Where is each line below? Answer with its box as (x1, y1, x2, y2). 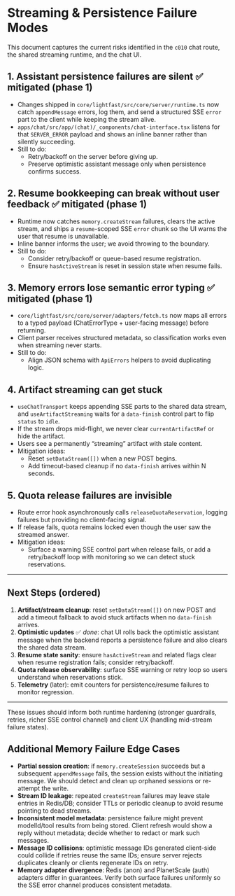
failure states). (7, 722, 49, 731)
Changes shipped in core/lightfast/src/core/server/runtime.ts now (17, 100, 220, 108)
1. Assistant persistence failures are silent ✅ (7, 71, 204, 83)
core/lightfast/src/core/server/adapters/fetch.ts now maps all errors (17, 311, 227, 320)
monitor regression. (17, 687, 75, 696)
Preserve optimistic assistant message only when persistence (27, 160, 206, 168)
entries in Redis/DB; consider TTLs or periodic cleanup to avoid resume (17, 799, 224, 807)
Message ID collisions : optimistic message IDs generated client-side (17, 843, 217, 852)
